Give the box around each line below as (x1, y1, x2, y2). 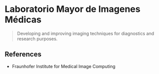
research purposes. (17, 36, 58, 42)
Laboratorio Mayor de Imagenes (5, 3, 141, 15)
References (5, 50, 42, 59)
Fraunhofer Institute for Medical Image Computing (12, 63, 116, 69)
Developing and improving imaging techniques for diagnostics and (17, 30, 154, 36)
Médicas (5, 14, 42, 25)
